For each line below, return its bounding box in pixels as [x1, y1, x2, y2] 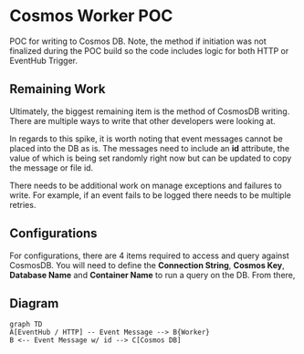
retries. [9, 199, 37, 210]
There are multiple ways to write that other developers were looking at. [9, 115, 276, 126]
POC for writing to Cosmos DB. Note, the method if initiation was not [9, 36, 267, 47]
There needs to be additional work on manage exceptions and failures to [9, 180, 282, 191]
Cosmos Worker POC [9, 5, 173, 26]
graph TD [9, 320, 43, 329]
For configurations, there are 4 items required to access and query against [9, 250, 289, 261]
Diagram [9, 296, 59, 311]
